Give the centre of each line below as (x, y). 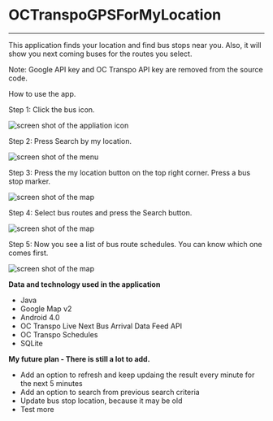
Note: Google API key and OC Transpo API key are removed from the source (136, 69)
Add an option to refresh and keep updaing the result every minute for (137, 375)
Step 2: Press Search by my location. (70, 141)
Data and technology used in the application (84, 284)
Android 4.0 (40, 317)
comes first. (28, 253)
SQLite (31, 343)
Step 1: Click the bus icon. (52, 109)
